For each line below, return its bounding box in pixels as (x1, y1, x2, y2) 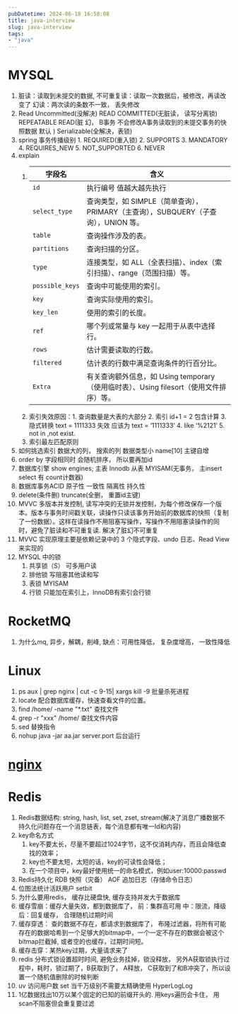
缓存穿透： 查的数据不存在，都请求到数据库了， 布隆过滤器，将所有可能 (18, 920, 227, 928)
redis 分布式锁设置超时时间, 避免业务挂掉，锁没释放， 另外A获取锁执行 (18, 955, 224, 964)
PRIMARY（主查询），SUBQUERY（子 (86, 207, 210, 217)
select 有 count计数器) (18, 473, 83, 482)
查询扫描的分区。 (86, 244, 144, 254)
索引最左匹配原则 (28, 438, 79, 446)
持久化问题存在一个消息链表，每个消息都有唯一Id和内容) (18, 822, 182, 831)
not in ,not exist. (28, 429, 76, 438)
